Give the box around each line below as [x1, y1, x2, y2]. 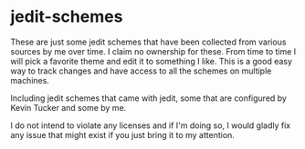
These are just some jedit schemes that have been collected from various [10, 36, 287, 47]
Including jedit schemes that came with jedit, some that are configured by [10, 93, 287, 104]
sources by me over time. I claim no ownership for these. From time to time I [10, 45, 297, 56]
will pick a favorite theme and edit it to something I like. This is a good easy [10, 55, 293, 66]
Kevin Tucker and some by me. [10, 102, 127, 113]
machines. [10, 74, 49, 85]
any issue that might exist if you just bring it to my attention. [10, 129, 236, 140]
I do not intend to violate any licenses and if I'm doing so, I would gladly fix [10, 120, 291, 131]
